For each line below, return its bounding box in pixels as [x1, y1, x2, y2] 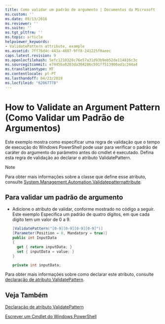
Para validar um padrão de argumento [5, 193, 123, 201]
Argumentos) [5, 123, 61, 133]
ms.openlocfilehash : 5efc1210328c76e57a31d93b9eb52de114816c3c [5, 58, 138, 63]
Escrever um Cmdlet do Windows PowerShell [5, 314, 97, 320]
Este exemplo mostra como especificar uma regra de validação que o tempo [5, 139, 160, 145]
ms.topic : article [5, 35, 43, 40]
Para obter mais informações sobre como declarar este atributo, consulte [5, 271, 154, 277]
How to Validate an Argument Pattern [5, 101, 161, 113]
